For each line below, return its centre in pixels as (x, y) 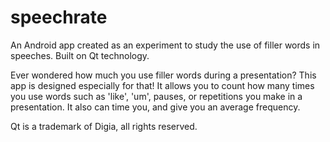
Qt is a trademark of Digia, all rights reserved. (104, 126)
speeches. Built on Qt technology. (80, 55)
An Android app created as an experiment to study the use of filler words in (165, 45)
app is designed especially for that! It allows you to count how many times (162, 85)
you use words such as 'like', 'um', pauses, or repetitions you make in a (156, 96)
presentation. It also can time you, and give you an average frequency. (155, 107)
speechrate (59, 17)
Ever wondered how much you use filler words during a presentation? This (163, 75)
